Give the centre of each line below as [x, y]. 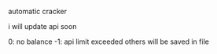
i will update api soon [42, 26]
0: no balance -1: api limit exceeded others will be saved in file [109, 41]
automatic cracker [37, 11]
